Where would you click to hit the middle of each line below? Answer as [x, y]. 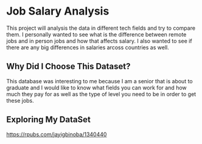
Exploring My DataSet [49, 120]
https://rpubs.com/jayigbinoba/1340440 [57, 134]
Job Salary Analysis [58, 11]
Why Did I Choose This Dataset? [68, 67]
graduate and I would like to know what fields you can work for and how [96, 87]
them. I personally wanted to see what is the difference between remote [96, 34]
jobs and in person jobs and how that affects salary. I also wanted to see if [99, 41]
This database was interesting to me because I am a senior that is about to [99, 81]
